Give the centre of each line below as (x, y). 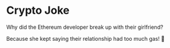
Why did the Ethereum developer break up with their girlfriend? (85, 27)
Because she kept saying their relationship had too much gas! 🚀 (86, 38)
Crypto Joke (38, 10)
